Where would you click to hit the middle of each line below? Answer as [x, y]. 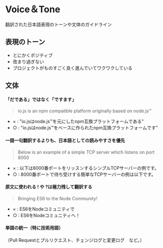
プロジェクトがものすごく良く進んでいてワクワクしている [73, 68]
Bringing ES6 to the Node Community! [57, 198]
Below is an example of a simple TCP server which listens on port [86, 152]
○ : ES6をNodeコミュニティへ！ [46, 215]
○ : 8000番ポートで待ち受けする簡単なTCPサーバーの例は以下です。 [84, 174]
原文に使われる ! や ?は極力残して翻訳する [49, 187]
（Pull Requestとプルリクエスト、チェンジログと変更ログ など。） [75, 240]
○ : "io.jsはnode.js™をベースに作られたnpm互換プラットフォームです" [85, 128]
